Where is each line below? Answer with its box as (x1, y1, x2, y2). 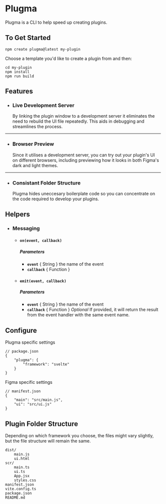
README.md (5, 495, 26, 500)
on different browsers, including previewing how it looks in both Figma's (12, 157, 159, 163)
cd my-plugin (5, 65, 32, 70)
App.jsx (14, 473, 30, 479)
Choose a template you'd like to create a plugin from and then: (5, 55, 132, 61)
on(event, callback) (19, 238, 62, 243)
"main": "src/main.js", (14, 398, 63, 403)
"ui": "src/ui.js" (14, 402, 52, 407)
